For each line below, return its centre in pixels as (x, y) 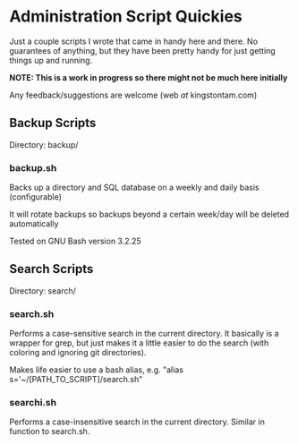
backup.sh (33, 167)
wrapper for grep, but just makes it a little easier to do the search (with (139, 343)
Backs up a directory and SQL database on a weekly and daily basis (134, 188)
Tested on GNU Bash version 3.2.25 (75, 241)
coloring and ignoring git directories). (78, 353)
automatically (34, 224)
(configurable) (36, 197)
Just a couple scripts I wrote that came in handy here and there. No (133, 41)
